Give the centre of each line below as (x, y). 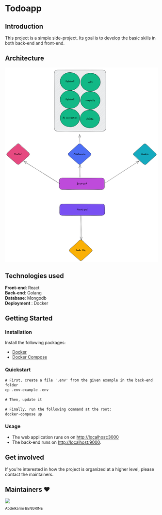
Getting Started (29, 318)
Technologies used (34, 276)
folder (12, 385)
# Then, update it (24, 400)
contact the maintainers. (29, 474)
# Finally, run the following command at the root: (58, 410)
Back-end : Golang (24, 293)
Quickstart (18, 370)
